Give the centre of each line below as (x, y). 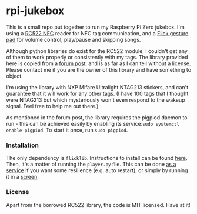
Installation (23, 145)
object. (15, 76)
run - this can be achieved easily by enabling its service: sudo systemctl (93, 123)
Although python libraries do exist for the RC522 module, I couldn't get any (97, 51)
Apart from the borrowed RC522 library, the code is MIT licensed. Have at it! (98, 205)
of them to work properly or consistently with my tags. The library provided (97, 57)
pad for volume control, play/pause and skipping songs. (74, 39)
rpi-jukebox (35, 11)
